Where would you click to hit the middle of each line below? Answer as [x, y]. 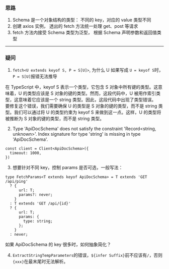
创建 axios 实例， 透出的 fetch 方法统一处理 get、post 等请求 [75, 26]
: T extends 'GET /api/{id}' [40, 203]
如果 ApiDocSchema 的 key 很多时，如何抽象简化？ [58, 244]
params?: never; [35, 195]
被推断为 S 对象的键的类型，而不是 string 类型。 [55, 118]
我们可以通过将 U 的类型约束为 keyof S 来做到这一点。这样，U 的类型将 [88, 112]
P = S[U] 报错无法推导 [35, 76]
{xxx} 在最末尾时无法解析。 [40, 261]
